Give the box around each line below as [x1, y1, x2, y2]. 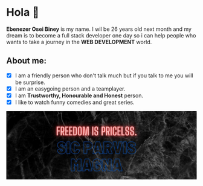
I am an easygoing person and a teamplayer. [14, 85, 126, 92]
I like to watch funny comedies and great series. [14, 98, 135, 106]
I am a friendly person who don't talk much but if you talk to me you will [14, 72, 193, 79]
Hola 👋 [6, 5, 39, 19]
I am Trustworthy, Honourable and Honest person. [14, 92, 144, 99]
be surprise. [14, 79, 45, 86]
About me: [6, 56, 47, 66]
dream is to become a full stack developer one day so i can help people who [6, 31, 196, 39]
